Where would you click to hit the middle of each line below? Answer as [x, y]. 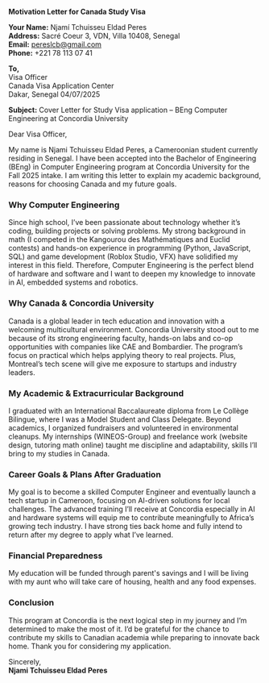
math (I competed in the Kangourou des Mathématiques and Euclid [119, 239]
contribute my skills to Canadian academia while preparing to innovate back [134, 637]
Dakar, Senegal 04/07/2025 [54, 94]
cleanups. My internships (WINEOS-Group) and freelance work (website [128, 436]
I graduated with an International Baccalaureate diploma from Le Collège [128, 410]
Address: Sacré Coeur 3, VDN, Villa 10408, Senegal [94, 36]
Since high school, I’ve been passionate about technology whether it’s [124, 223]
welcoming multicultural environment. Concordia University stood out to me [134, 329]
